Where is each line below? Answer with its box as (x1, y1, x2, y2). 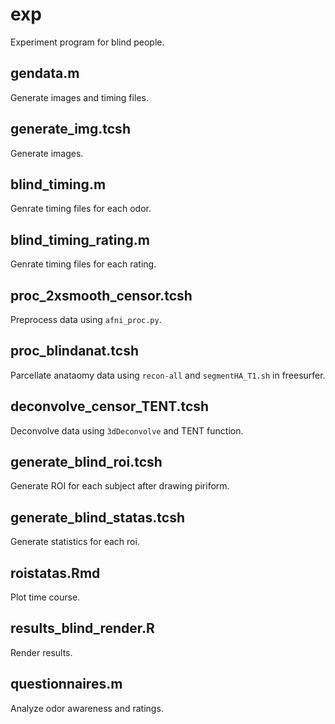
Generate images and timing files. (10, 91, 149, 103)
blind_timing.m (10, 176, 107, 193)
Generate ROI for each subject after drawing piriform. (10, 480, 230, 492)
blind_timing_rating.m (10, 231, 150, 248)
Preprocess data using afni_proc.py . (10, 314, 162, 325)
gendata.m (10, 65, 80, 82)
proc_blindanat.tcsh (10, 343, 139, 360)
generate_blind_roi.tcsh (10, 454, 163, 471)
